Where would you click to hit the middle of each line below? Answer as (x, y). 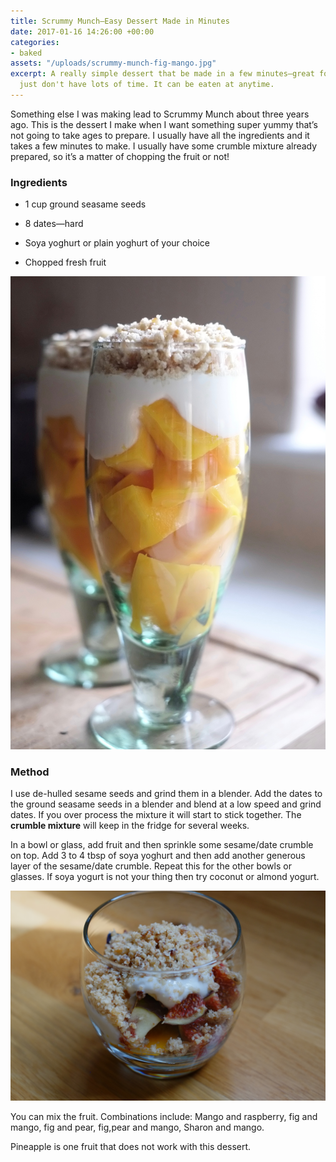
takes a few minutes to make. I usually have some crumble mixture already (164, 146)
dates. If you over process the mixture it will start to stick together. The (156, 815)
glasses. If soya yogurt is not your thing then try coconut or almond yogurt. (165, 877)
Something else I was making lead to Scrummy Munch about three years (160, 114)
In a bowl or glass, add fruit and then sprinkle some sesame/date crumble (162, 845)
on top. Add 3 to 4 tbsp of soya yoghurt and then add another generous (158, 856)
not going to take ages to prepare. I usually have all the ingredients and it (160, 135)
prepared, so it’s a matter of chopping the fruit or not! (120, 156)
